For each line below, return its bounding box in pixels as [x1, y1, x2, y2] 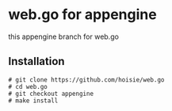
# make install [8, 97, 59, 105]
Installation [8, 55, 65, 68]
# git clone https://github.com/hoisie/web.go [8, 75, 165, 84]
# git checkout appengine [8, 90, 94, 98]
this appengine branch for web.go [8, 32, 119, 41]
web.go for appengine [8, 6, 157, 24]
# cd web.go [8, 82, 48, 90]
